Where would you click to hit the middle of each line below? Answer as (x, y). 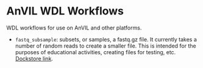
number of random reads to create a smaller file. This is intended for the (105, 46)
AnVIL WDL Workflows (65, 11)
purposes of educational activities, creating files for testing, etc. (95, 52)
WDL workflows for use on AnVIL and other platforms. (74, 28)
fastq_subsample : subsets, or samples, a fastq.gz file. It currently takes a (106, 39)
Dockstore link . (34, 58)
